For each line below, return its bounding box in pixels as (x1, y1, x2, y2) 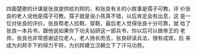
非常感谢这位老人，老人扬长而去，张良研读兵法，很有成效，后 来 (32, 35, 191, 41)
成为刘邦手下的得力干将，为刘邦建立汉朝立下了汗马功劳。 (6, 42, 147, 49)
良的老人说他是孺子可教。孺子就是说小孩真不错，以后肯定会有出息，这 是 (6, 12, 186, 19)
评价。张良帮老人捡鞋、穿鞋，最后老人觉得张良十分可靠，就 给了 (32, 20, 191, 26)
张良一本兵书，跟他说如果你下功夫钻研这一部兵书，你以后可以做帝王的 (6, 27, 179, 34)
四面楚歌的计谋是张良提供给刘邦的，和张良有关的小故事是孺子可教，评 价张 (6, 5, 191, 12)
